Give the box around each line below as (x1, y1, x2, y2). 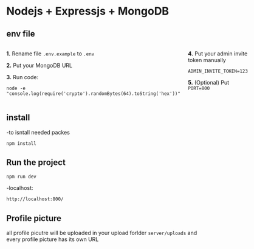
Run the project (6, 157, 66, 168)
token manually (188, 57, 226, 63)
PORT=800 (188, 85, 210, 91)
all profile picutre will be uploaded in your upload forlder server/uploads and (6, 230, 197, 237)
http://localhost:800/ (6, 196, 64, 202)
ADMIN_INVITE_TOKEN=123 (188, 68, 248, 74)
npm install (6, 140, 36, 147)
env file (6, 29, 35, 39)
